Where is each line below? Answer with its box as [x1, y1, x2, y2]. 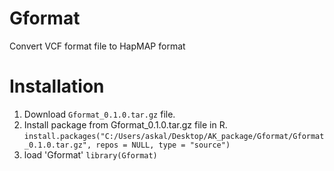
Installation [9, 75, 105, 98]
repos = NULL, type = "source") [95, 140, 231, 150]
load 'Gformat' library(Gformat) [23, 148, 158, 161]
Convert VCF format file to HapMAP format [9, 40, 186, 52]
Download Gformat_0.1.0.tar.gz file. [23, 108, 176, 120]
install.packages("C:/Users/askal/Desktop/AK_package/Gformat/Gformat [23, 131, 325, 141]
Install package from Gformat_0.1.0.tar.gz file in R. [23, 118, 228, 131]
